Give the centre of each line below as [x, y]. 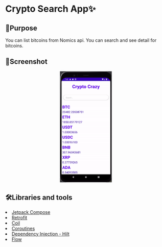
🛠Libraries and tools [39, 197]
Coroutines [24, 228]
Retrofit [20, 218]
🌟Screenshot [26, 62]
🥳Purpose [21, 28]
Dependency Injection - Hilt [41, 234]
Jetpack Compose [31, 212]
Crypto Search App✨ [51, 9]
